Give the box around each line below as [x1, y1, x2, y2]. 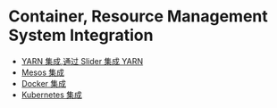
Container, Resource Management [8, 6, 269, 27]
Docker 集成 [21, 78, 67, 88]
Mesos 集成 [21, 67, 64, 78]
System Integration [8, 25, 154, 46]
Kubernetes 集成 [21, 89, 82, 100]
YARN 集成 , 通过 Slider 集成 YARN [21, 55, 144, 66]
